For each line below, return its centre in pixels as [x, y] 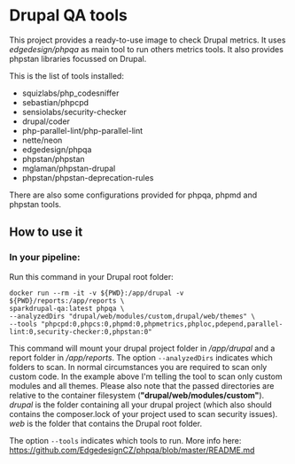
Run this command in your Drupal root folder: [92, 276]
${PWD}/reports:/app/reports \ [67, 301]
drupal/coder [46, 121]
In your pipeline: [45, 258]
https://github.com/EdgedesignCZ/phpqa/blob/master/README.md [132, 450]
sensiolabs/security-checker [74, 112]
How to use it [46, 232]
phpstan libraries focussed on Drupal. [78, 58]
